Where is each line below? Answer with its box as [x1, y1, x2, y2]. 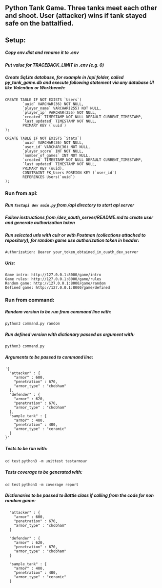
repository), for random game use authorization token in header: [5, 237, 140, 243]
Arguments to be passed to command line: [5, 354, 94, 360]
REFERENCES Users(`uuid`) [22, 174, 76, 179]
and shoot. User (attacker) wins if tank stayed [5, 12, 147, 20]
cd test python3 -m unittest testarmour [5, 459, 87, 463]
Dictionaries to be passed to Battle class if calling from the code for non [5, 492, 154, 498]
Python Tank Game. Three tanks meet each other [5, 4, 158, 12]
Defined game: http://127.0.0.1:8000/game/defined [5, 285, 110, 290]
